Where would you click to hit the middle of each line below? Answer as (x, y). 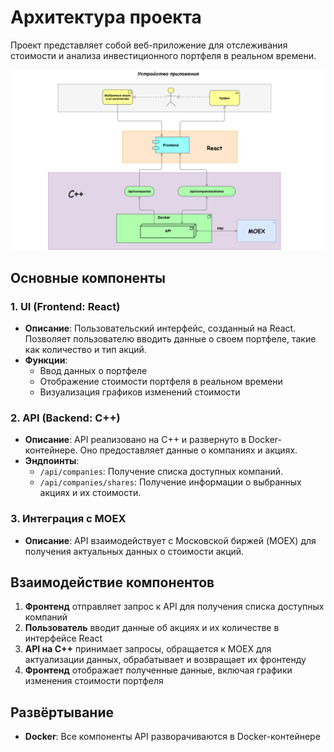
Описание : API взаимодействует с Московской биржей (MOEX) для (170, 540)
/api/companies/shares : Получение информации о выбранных (170, 482)
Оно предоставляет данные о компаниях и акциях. (188, 450)
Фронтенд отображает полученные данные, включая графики (158, 670)
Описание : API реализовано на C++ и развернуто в (135, 440)
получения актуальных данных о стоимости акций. (134, 551)
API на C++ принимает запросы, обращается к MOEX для (148, 649)
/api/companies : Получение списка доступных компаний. (161, 472)
